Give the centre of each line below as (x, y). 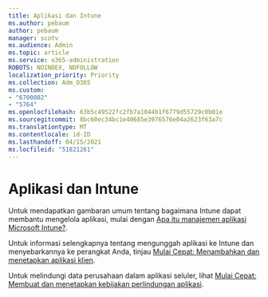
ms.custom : (26, 90)
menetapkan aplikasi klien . (52, 260)
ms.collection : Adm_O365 (49, 82)
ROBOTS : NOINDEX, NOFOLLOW (53, 68)
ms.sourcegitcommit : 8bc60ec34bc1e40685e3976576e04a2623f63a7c (116, 120)
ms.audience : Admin (41, 46)
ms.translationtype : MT (48, 127)
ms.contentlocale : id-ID (49, 134)
